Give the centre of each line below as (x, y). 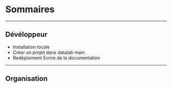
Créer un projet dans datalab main (49, 52)
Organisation (26, 79)
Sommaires (30, 9)
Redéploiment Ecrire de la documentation (56, 58)
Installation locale (31, 47)
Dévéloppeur (26, 35)
